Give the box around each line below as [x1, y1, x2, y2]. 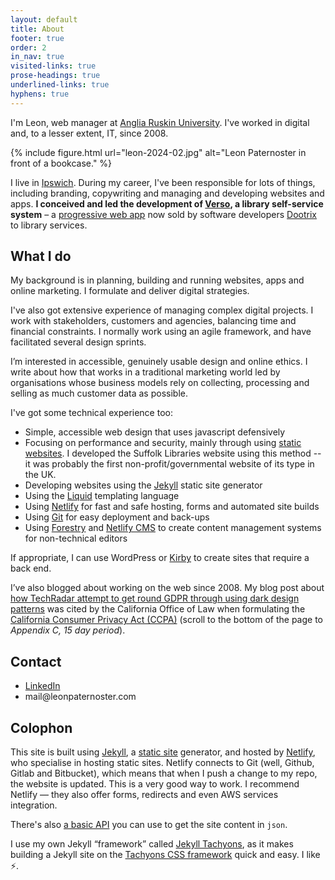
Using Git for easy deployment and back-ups [24, 511, 210, 523]
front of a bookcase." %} [10, 157, 113, 169]
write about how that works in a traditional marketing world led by [10, 366, 281, 378]
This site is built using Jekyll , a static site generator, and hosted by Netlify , [10, 746, 316, 758]
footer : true [10, 33, 65, 43]
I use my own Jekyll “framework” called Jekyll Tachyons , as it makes [10, 838, 294, 850]
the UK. [24, 469, 57, 481]
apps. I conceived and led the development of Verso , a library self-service [10, 197, 324, 210]
